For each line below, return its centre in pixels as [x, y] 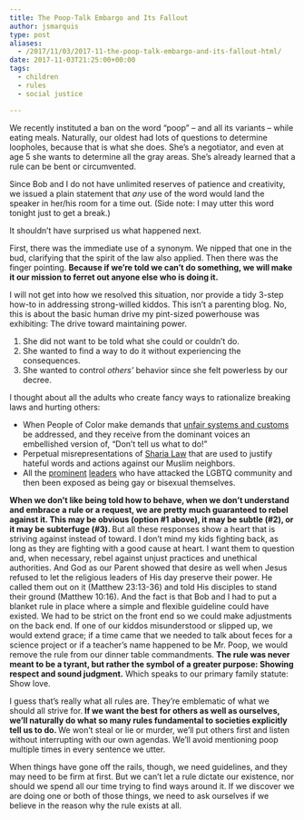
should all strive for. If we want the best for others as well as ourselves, [145, 710]
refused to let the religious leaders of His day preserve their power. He [141, 577]
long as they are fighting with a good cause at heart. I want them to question [152, 548]
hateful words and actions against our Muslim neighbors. [129, 463]
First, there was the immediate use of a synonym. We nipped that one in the [151, 248]
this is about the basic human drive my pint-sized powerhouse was [135, 313]
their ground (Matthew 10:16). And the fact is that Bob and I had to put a [143, 597]
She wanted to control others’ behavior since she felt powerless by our [155, 370]
